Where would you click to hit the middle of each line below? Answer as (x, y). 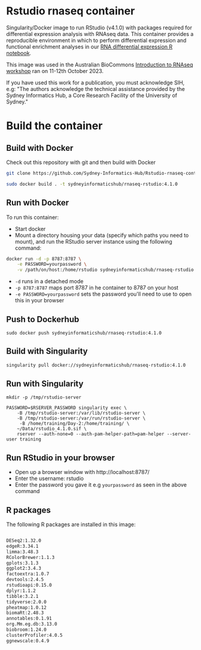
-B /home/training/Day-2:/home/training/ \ (74, 424)
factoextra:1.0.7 (28, 574)
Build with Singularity (47, 351)
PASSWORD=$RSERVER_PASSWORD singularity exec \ (67, 408)
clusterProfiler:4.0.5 (34, 635)
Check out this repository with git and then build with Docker (81, 162)
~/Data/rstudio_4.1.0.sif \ (52, 429)
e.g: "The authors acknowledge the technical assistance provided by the (96, 89)
